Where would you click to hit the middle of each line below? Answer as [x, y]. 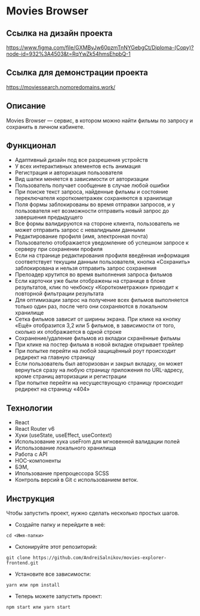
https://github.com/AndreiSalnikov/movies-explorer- [100, 558]
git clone [19, 558]
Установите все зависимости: [53, 574]
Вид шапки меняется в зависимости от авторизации [82, 179]
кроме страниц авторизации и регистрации [71, 376]
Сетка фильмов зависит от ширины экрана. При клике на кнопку [98, 319]
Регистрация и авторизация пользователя [69, 173]
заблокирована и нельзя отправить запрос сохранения [86, 268]
